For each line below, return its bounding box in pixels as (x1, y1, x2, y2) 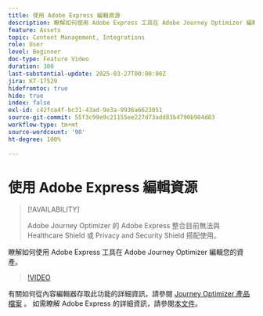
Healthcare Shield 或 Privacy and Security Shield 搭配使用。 (27, 231, 221, 240)
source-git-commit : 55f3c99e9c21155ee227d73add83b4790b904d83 (8, 114, 215, 122)
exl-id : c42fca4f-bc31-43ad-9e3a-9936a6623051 (8, 107, 163, 114)
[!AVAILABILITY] (27, 205, 80, 214)
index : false (8, 99, 51, 107)
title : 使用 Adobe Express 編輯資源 (8, 11, 121, 20)
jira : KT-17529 (8, 77, 58, 85)
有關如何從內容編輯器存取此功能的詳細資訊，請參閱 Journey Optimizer (8, 289, 235, 299)
